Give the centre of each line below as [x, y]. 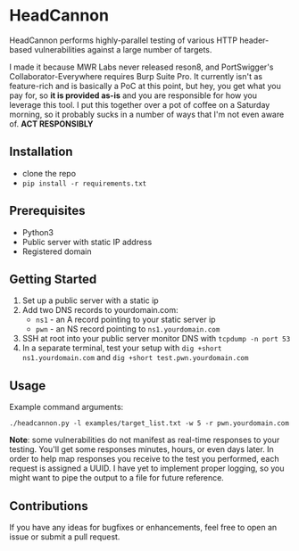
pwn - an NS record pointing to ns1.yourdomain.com [128, 329]
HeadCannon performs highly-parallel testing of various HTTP [124, 40]
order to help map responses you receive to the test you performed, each [144, 459]
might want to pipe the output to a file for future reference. [117, 478]
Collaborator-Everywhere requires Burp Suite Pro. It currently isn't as [136, 76]
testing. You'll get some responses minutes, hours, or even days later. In [141, 449]
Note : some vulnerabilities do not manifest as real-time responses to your [145, 440]
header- [254, 40]
